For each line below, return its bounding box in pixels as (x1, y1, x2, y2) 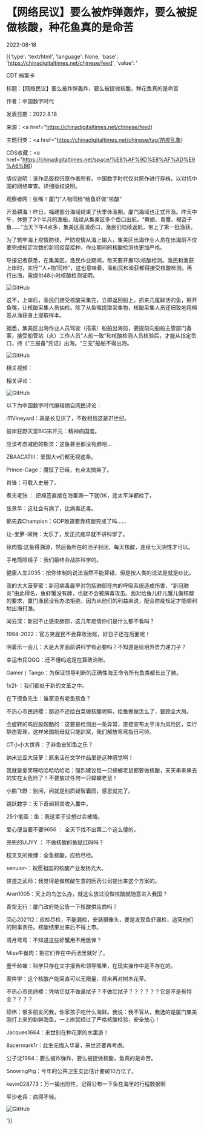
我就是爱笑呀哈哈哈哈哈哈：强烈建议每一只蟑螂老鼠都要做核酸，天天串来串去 (6, 766, 197, 774)
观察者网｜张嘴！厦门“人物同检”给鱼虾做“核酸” (6, 195, 122, 202)
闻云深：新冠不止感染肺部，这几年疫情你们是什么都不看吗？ (6, 617, 155, 625)
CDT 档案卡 (6, 71, 35, 79)
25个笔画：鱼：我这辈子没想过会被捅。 (6, 813, 103, 820)
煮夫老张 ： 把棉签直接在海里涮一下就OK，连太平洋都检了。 (6, 491, 155, 499)
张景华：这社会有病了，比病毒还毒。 (6, 504, 97, 512)
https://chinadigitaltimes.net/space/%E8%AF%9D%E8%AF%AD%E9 (22, 156, 196, 163)
